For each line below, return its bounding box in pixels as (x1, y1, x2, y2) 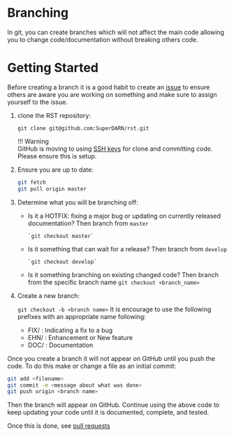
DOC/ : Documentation (27, 341, 94, 349)
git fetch (17, 179, 47, 186)
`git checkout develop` (27, 258, 98, 265)
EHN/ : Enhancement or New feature (27, 333, 133, 341)
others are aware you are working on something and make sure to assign (7, 90, 218, 98)
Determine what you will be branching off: (17, 198, 138, 207)
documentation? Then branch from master (27, 218, 149, 228)
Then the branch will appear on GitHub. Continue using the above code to (7, 401, 220, 409)
